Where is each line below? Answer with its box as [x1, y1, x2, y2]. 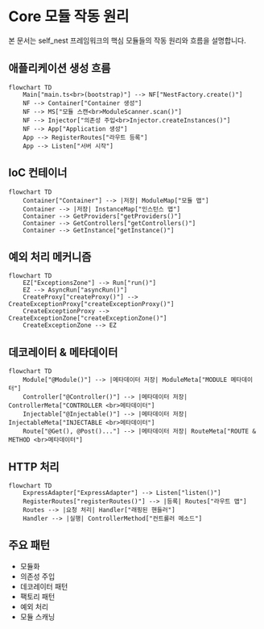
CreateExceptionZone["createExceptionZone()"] [8, 314, 167, 323]
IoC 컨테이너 [8, 166, 68, 180]
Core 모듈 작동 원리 [8, 7, 130, 26]
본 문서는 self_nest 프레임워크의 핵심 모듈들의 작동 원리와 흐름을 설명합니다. [8, 36, 247, 45]
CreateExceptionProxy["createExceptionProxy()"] [8, 300, 175, 308]
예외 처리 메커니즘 [8, 250, 92, 263]
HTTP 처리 [8, 459, 60, 473]
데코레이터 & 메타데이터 [8, 345, 118, 359]
